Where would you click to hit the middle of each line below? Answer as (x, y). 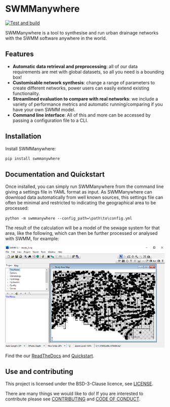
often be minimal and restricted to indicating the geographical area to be (81, 203)
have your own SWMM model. (44, 109)
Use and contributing (39, 371)
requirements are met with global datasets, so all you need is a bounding (88, 72)
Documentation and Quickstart (55, 174)
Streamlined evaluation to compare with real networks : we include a (85, 99)
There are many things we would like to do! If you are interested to (74, 394)
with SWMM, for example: (32, 239)
